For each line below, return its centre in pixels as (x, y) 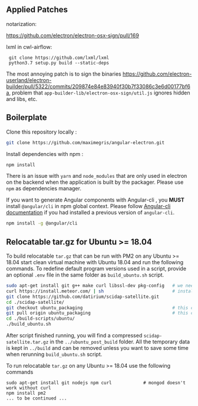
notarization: (22, 24)
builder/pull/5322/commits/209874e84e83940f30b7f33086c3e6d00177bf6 (98, 86)
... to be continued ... (37, 398)
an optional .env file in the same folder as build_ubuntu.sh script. (85, 275)
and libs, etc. (22, 99)
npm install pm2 (26, 393)
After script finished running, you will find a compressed (74, 336)
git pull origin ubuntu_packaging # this (97, 313)
